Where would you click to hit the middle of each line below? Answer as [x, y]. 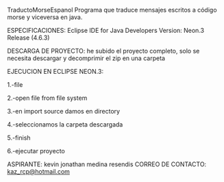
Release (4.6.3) [28, 38]
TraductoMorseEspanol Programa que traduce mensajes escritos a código [112, 10]
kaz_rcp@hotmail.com [39, 171]
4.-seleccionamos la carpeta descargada [65, 125]
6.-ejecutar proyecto [36, 151]
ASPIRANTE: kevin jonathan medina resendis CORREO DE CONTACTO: [107, 164]
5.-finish [19, 138]
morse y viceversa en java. [45, 17]
